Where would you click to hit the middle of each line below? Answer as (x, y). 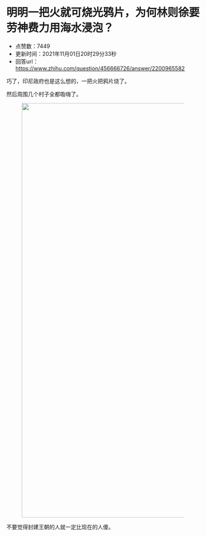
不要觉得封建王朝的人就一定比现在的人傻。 (60, 527)
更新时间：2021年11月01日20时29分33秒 (66, 53)
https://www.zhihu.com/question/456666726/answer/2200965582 (100, 68)
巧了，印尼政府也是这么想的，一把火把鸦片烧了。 (68, 81)
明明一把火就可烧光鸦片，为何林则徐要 (103, 13)
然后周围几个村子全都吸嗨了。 (44, 94)
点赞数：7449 (32, 46)
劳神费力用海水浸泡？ (60, 28)
